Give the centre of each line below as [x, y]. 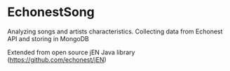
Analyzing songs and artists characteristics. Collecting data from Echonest [115, 31]
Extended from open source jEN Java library [71, 52]
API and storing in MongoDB [48, 38]
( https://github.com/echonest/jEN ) [57, 59]
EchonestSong [51, 12]
